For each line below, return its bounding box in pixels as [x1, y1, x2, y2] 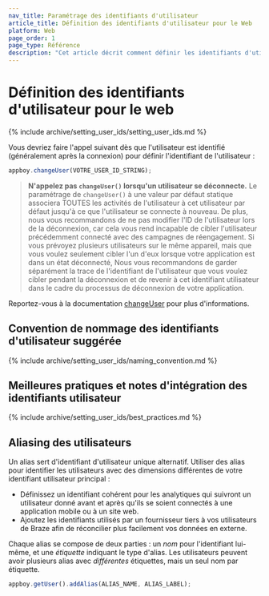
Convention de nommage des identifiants [8, 322, 219, 336]
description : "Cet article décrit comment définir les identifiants [8, 49, 242, 57]
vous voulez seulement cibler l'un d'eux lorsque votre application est [27, 249, 255, 259]
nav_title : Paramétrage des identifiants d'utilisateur [8, 11, 199, 20]
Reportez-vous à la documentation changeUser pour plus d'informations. [8, 298, 250, 308]
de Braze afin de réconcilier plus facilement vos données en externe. [19, 524, 247, 534]
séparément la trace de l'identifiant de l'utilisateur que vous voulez [27, 266, 248, 276]
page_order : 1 [8, 34, 56, 42]
